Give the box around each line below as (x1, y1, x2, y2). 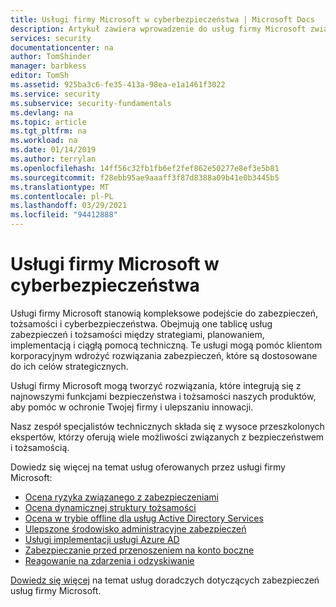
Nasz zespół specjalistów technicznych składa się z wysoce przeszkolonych (10, 420, 325, 432)
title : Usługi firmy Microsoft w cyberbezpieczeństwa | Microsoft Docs (10, 14, 315, 25)
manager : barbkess (10, 61, 87, 71)
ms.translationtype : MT (10, 182, 110, 192)
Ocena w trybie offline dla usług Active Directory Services (24, 512, 264, 524)
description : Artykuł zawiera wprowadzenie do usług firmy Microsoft (10, 24, 307, 34)
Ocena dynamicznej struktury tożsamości (24, 501, 197, 513)
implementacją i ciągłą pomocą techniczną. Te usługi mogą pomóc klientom (10, 339, 323, 351)
